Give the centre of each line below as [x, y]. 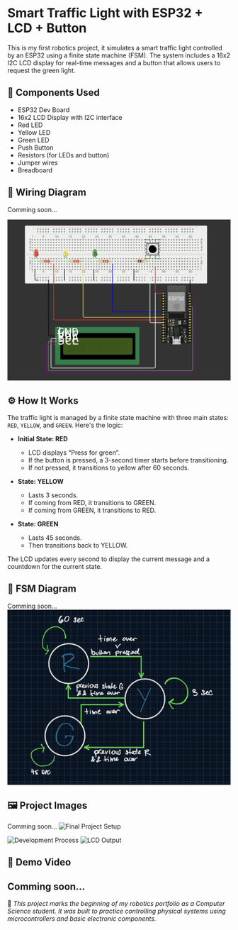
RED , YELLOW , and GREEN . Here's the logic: [65, 425]
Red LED [30, 125]
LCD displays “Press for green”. [74, 453]
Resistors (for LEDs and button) [63, 155]
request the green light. [41, 70]
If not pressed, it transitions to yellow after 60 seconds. [109, 468]
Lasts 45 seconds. [55, 538]
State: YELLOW [40, 482]
